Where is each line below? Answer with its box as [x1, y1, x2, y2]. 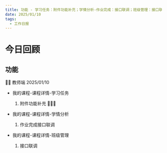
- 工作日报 [9, 21, 29, 26]
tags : [5, 16, 16, 21]
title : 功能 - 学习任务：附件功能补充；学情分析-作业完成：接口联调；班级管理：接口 [5, 7, 159, 12]
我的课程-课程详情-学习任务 [12, 90, 69, 96]
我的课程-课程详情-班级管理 [12, 132, 69, 138]
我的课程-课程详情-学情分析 [12, 111, 69, 117]
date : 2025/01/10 [5, 12, 41, 17]
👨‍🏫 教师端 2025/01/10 [5, 79, 50, 85]
